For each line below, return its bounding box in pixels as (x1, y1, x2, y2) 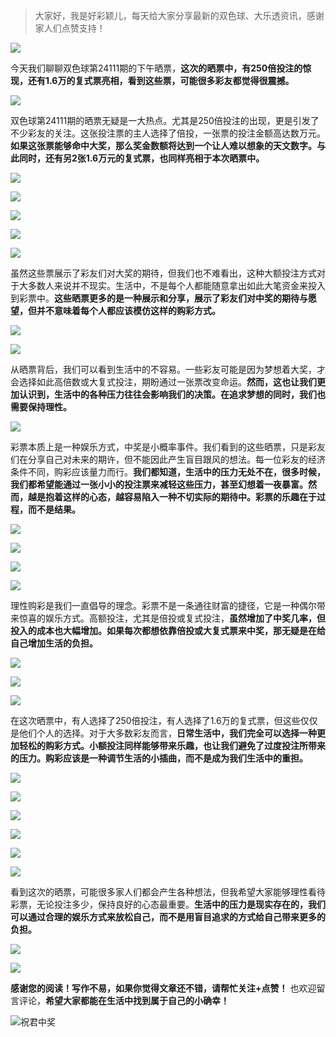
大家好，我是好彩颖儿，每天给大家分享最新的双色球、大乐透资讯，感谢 (34, 10, 325, 21)
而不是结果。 (27, 504, 81, 515)
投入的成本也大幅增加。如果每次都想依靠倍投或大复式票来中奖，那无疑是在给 (10, 625, 326, 636)
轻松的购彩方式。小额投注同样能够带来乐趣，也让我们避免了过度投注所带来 (18, 740, 326, 751)
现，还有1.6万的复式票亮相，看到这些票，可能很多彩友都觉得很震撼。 (10, 75, 295, 86)
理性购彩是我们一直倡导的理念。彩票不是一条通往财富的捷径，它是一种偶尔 (10, 600, 317, 611)
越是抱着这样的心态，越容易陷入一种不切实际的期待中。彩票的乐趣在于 (27, 491, 317, 503)
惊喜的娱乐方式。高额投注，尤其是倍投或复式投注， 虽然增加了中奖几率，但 (18, 612, 326, 624)
